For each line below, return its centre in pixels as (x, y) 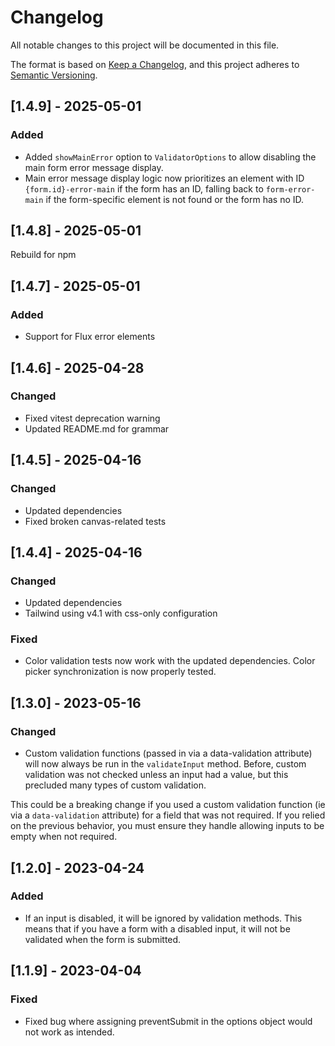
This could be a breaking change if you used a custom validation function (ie (168, 805)
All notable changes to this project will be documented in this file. (145, 45)
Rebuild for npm (43, 255)
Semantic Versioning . (54, 75)
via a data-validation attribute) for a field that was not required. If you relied (168, 815)
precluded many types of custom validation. (115, 785)
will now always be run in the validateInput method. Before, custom (165, 764)
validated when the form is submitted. (103, 939)
